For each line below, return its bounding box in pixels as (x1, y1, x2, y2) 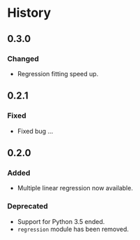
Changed (7, 54, 40, 64)
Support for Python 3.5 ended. (17, 217, 105, 225)
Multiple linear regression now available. (17, 184, 134, 192)
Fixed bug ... (17, 127, 54, 135)
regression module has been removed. (17, 225, 129, 233)
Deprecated (7, 202, 49, 211)
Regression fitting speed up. (17, 69, 99, 78)
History (7, 5, 52, 21)
